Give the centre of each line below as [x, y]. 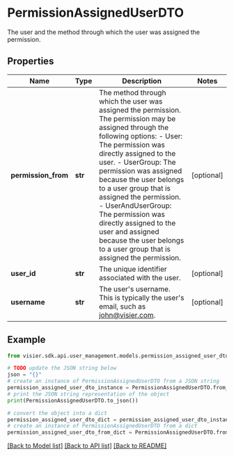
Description [142, 81]
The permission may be [137, 118]
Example [26, 340]
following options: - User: [141, 136]
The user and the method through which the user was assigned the [104, 32]
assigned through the [134, 127]
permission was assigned [140, 170]
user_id [23, 273]
